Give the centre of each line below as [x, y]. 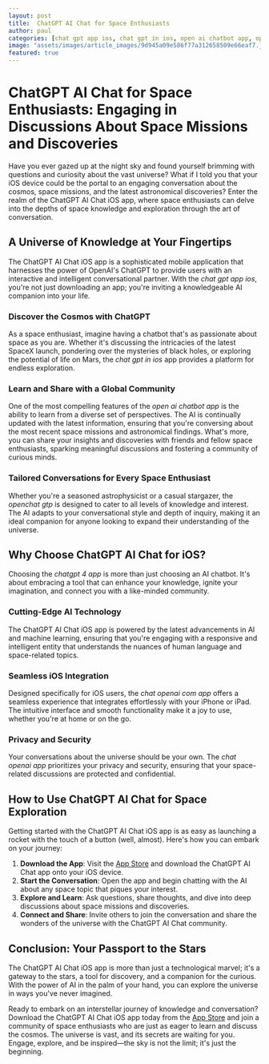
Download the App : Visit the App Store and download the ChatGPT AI [135, 864]
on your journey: [35, 848]
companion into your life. [49, 295]
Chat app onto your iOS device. [72, 872]
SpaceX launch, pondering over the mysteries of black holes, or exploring [130, 351]
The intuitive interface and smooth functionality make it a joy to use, [120, 710]
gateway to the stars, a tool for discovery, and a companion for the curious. [132, 976]
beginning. [26, 1051]
